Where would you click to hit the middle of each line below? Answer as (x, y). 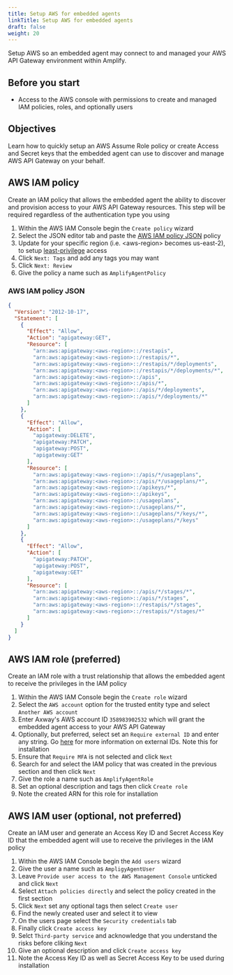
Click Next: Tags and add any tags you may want (88, 258)
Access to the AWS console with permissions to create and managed (117, 99)
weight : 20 (24, 33)
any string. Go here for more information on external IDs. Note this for (118, 742)
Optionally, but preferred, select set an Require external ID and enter (118, 734)
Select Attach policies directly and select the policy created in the (117, 891)
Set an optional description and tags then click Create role (103, 787)
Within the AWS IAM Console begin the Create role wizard (103, 697)
